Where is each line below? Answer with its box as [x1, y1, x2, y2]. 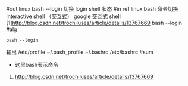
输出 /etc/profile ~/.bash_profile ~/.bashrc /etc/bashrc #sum [6, 48, 153, 56]
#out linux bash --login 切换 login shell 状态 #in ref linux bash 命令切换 [6, 5, 178, 12]
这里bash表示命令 [14, 62, 59, 68]
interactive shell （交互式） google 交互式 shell [6, 13, 121, 20]
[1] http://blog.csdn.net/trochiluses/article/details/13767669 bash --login [6, 20, 183, 26]
